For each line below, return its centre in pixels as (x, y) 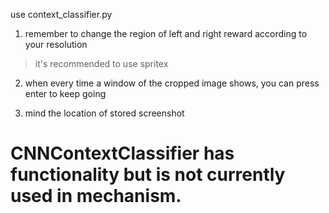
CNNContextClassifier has (122, 153)
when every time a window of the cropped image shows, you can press (172, 83)
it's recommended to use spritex (101, 63)
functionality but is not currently (148, 175)
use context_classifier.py (61, 14)
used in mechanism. (96, 196)
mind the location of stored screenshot (104, 113)
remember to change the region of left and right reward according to (166, 33)
